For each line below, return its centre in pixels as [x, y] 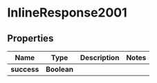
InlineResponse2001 [67, 13]
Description [100, 58]
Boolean [60, 69]
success [25, 69]
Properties [30, 38]
